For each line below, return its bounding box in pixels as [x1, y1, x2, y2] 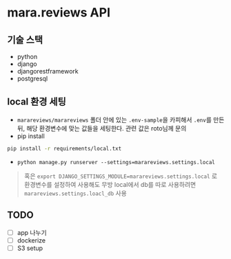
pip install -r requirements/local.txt [7, 145, 122, 152]
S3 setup [17, 244, 43, 252]
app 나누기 [17, 228, 47, 236]
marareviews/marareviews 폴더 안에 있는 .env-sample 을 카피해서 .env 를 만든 [17, 115, 225, 124]
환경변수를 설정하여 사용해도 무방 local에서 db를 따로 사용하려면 [23, 180, 197, 188]
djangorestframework [17, 67, 79, 75]
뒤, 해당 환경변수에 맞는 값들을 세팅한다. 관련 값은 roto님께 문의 [17, 124, 187, 132]
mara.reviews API [7, 5, 111, 21]
